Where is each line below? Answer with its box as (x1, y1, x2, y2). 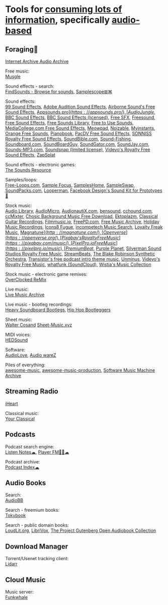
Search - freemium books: (5, 507, 59, 513)
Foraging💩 (5, 45, 39, 53)
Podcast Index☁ (5, 464, 39, 470)
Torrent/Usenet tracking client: (5, 556, 69, 562)
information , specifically (5, 14, 110, 26)
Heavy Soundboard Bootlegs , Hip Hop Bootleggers (5, 307, 111, 313)
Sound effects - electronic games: (5, 162, 76, 167)
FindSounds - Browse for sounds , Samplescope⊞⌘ (5, 89, 113, 94)
